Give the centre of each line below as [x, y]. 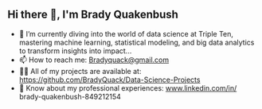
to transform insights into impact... [75, 51]
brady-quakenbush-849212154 [70, 96]
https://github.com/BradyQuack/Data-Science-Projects [109, 80]
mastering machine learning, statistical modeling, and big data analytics [137, 42]
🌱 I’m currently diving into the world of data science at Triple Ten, [126, 33]
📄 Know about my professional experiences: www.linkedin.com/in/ [128, 88]
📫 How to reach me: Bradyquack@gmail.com [94, 60]
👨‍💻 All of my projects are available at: [80, 71]
